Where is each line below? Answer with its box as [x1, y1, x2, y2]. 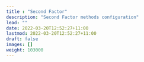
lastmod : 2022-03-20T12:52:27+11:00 [6, 31, 97, 37]
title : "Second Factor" [6, 8, 68, 15]
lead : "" [6, 19, 28, 25]
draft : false [6, 36, 39, 42]
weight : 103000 [6, 47, 44, 53]
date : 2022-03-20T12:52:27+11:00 [6, 25, 89, 31]
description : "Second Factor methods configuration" [6, 14, 139, 20]
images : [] [6, 42, 33, 48]
